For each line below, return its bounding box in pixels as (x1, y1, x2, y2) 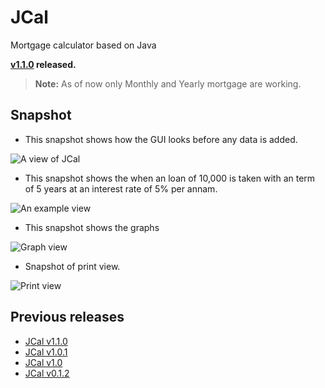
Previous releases (10, 309, 125, 326)
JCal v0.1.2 (24, 367, 70, 379)
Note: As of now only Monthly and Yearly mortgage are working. (34, 77, 302, 90)
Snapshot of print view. (24, 260, 121, 272)
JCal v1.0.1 (24, 346, 68, 358)
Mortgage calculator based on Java (10, 39, 157, 51)
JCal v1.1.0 (24, 335, 68, 347)
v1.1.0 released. (10, 58, 77, 70)
